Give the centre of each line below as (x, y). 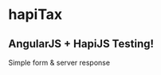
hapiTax (35, 15)
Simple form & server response (59, 62)
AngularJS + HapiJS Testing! (81, 44)
